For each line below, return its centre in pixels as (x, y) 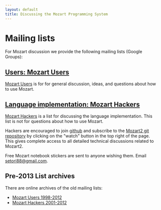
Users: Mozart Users (37, 72)
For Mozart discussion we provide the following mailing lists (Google (74, 52)
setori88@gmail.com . (27, 161)
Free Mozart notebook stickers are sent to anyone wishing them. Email (76, 156)
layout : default (21, 10)
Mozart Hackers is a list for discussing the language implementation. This (79, 116)
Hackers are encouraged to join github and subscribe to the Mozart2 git (77, 131)
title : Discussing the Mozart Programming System (57, 14)
